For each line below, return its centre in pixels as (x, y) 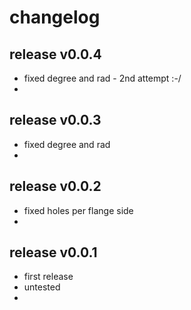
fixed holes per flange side (78, 210)
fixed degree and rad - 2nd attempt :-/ (102, 78)
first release (48, 277)
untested (42, 287)
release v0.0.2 (55, 186)
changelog (55, 17)
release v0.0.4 (55, 54)
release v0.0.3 (55, 120)
